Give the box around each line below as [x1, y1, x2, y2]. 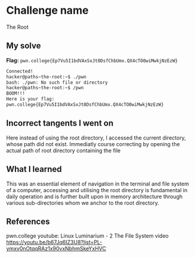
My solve [6, 41, 41, 51]
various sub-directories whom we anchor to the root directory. [6, 199, 159, 207]
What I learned [6, 164, 62, 174]
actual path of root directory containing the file [6, 147, 121, 154]
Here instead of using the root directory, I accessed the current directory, [6, 134, 186, 141]
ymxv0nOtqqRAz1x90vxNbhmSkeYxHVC [6, 245, 106, 252]
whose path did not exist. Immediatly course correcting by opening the [6, 140, 180, 147]
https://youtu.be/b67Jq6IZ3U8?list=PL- [6, 239, 103, 246]
